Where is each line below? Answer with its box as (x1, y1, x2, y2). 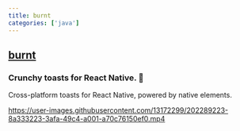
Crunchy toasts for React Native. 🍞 (8, 72, 144, 83)
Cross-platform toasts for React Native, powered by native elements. (8, 91, 232, 100)
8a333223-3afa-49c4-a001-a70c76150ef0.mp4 (8, 114, 166, 124)
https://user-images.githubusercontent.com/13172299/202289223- (8, 106, 229, 115)
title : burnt (8, 11, 51, 20)
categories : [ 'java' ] (8, 19, 80, 27)
